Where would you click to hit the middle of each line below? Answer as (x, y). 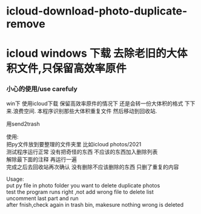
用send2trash (23, 124)
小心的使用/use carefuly (42, 89)
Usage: (15, 179)
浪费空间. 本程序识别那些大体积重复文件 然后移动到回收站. (85, 111)
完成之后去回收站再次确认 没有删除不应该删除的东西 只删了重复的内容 (93, 167)
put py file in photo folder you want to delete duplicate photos (83, 185)
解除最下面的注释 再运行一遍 (41, 159)
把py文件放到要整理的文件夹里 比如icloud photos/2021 (74, 144)
